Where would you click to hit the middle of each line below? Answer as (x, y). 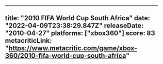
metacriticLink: (28, 41)
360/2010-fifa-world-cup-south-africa (65, 56)
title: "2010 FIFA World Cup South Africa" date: (78, 18)
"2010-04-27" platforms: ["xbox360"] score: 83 (80, 33)
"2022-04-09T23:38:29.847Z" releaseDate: (74, 26)
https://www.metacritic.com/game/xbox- (73, 48)
